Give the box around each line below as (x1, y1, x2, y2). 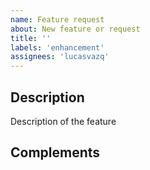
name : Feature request (10, 14, 105, 25)
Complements (10, 144, 101, 161)
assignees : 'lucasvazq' (10, 52, 110, 62)
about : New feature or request (10, 24, 141, 34)
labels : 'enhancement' (10, 42, 105, 53)
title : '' (10, 33, 52, 43)
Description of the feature (10, 115, 117, 127)
